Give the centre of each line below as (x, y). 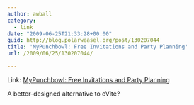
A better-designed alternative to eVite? (64, 94)
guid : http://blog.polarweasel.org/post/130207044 (84, 40)
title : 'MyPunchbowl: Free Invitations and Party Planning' (98, 47)
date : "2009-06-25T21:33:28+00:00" (60, 34)
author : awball (30, 14)
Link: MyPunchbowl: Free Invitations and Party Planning (89, 79)
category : (22, 21)
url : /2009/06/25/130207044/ (50, 54)
